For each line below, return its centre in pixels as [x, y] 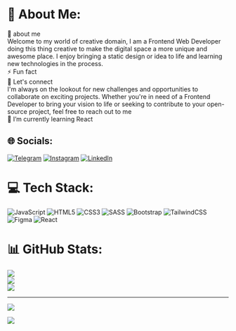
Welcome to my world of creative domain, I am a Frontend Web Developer [114, 41]
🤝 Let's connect [30, 82]
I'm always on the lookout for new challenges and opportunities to [103, 89]
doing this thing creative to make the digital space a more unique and [107, 48]
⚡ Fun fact [22, 71]
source [18, 111]
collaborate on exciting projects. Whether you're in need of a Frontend [109, 96]
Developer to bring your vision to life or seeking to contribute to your [106, 104]
